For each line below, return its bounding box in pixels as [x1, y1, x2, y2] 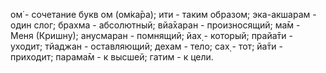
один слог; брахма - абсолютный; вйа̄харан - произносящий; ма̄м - [10, 19, 301, 31]
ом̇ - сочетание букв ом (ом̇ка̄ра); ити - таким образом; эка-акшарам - [10, 9, 317, 20]
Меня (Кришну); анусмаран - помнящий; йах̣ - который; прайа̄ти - [10, 30, 293, 41]
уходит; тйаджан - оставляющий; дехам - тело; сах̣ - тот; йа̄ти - [10, 40, 283, 52]
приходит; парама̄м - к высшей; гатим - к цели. [10, 51, 214, 63]
